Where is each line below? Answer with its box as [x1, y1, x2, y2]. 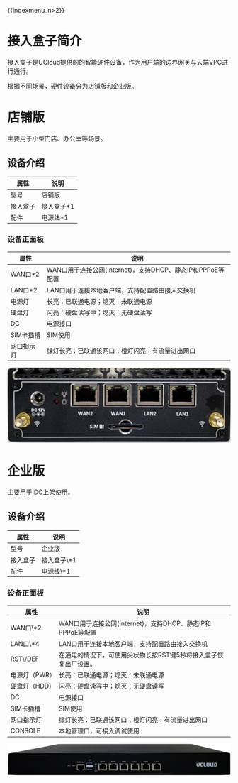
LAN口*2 [10, 285, 38, 294]
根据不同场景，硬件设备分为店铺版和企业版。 [7, 82, 138, 90]
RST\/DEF [10, 655, 40, 663]
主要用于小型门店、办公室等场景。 [7, 134, 107, 143]
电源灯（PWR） [10, 671, 56, 679]
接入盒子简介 [7, 33, 83, 49]
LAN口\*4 [10, 639, 40, 648]
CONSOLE [10, 726, 41, 735]
